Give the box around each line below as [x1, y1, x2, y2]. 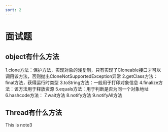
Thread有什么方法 [5, 108, 62, 117]
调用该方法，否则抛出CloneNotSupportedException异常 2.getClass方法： [5, 73, 158, 79]
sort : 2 [5, 7, 22, 13]
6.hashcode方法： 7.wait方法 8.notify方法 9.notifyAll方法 [5, 92, 123, 98]
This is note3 [5, 122, 32, 128]
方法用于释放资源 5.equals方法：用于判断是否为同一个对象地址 [18, 85, 149, 92]
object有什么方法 [5, 53, 59, 61]
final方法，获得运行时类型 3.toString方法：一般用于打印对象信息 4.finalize [5, 79, 159, 85]
